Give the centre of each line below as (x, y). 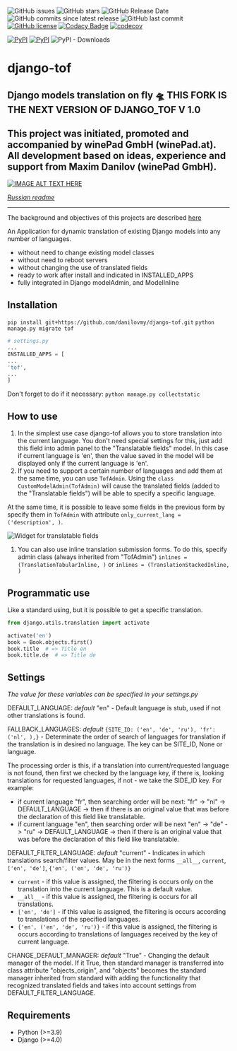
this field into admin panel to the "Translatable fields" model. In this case (123, 448)
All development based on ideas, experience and (117, 155)
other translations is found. (47, 716)
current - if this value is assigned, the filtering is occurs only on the (115, 882)
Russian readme (31, 197)
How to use (32, 416)
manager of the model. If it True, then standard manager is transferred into (116, 963)
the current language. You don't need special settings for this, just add (120, 441)
